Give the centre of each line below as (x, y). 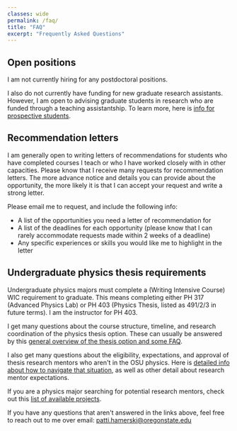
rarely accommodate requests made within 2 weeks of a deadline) (114, 235)
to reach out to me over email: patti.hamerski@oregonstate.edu (100, 420)
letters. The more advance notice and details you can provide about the (111, 177)
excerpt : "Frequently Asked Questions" (66, 34)
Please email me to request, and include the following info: (93, 206)
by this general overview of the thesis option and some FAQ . (95, 341)
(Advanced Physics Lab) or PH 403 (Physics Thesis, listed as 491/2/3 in (112, 305)
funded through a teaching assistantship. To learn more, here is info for (111, 108)
